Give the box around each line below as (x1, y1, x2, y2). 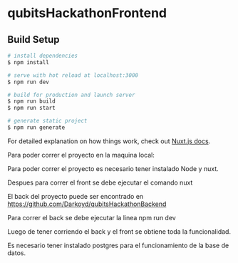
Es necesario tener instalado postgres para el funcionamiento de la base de (7, 241, 229, 249)
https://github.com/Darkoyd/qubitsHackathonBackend (7, 200, 167, 208)
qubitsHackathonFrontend (7, 5, 167, 21)
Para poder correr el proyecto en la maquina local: (7, 150, 155, 159)
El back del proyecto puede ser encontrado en (7, 192, 144, 200)
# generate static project (7, 118, 88, 125)
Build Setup (7, 33, 60, 46)
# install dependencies (7, 52, 78, 59)
